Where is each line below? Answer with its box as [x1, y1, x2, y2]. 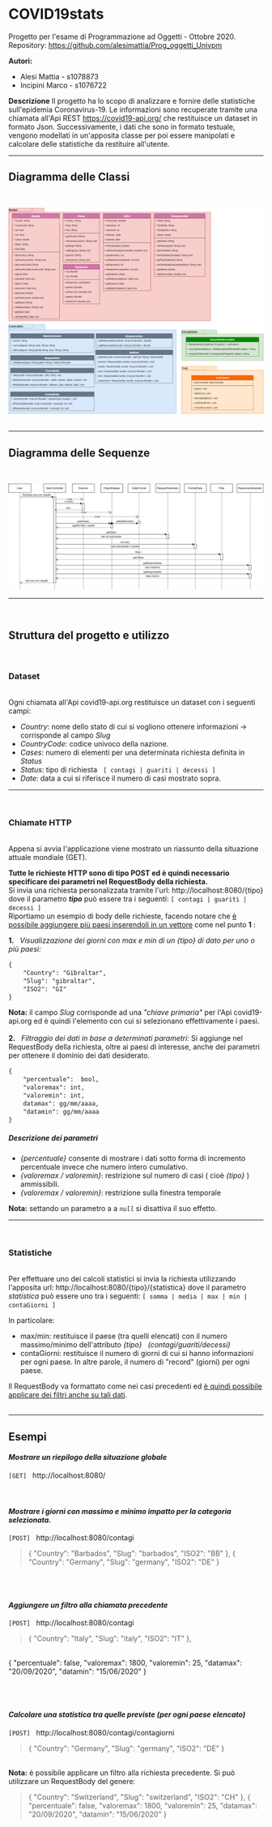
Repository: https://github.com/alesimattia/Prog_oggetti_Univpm [8, 40, 223, 49]
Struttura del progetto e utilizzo [8, 629, 170, 643]
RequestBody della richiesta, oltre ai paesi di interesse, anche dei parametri [8, 1042, 261, 1052]
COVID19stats [8, 5, 104, 24]
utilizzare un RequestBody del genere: [8, 1776, 136, 1786]
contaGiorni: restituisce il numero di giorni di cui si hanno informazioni [19, 1349, 253, 1358]
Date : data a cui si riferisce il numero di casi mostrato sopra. [19, 773, 221, 783]
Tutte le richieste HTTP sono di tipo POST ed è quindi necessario [8, 868, 230, 878]
